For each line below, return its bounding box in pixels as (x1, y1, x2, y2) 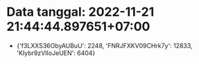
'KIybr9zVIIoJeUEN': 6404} (16, 49, 96, 57)
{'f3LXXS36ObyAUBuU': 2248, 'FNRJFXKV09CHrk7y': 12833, (16, 41, 193, 50)
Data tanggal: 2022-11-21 (6, 4, 155, 20)
